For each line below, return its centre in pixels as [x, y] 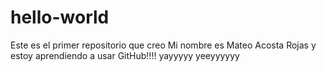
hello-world [60, 17]
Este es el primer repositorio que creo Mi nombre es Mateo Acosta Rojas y [163, 45]
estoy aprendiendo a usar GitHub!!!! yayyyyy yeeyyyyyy [125, 55]
